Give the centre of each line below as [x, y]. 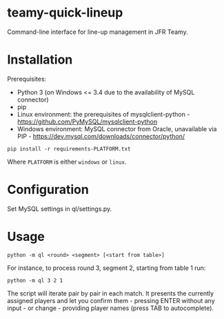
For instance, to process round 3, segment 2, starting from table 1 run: [106, 268]
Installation [40, 60]
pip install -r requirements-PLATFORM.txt [69, 149]
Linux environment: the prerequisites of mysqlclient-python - [103, 114]
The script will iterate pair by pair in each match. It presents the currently [111, 293]
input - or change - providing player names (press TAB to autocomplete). [111, 308]
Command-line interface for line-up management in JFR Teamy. [98, 32]
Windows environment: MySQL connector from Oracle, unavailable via [117, 128]
